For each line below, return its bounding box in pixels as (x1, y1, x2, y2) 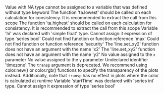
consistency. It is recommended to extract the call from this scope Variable (5, 25, 158, 31)
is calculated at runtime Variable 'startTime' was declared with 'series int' (5, 78, 155, 84)
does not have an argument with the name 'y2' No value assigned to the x (5, 51, 156, 57)
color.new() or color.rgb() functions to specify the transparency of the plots (5, 67, 159, 73)
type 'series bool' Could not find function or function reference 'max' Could (5, 36, 160, 42)
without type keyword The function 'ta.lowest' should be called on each (5, 9, 152, 15)
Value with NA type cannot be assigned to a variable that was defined (5, 4, 148, 10)
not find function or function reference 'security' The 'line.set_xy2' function (5, 41, 160, 47)
